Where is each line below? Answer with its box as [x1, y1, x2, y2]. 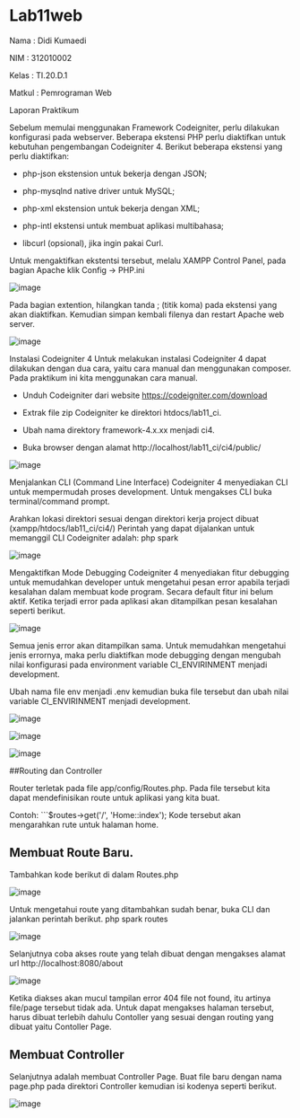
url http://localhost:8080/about [9, 957, 124, 968]
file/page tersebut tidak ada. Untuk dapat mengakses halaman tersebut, [9, 1002, 275, 1013]
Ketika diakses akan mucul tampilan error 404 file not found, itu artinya [9, 992, 271, 1003]
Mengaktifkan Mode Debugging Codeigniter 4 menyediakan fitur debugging [9, 567, 289, 577]
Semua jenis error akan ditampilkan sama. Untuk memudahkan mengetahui [9, 639, 287, 651]
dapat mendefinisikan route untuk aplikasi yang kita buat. [9, 792, 220, 803]
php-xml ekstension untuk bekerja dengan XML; [21, 203, 201, 214]
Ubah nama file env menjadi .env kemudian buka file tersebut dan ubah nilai [9, 686, 289, 697]
